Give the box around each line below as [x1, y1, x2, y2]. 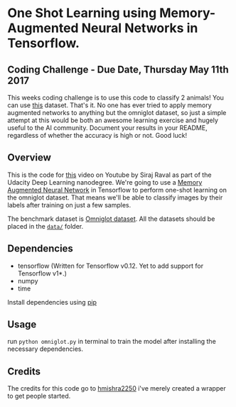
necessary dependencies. [7, 344, 84, 353]
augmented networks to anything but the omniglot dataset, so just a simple [7, 109, 227, 116]
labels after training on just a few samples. [7, 200, 132, 209]
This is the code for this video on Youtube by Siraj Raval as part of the [7, 170, 212, 179]
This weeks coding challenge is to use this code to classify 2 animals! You [7, 94, 224, 102]
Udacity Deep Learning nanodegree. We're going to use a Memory [7, 178, 203, 186]
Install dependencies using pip [7, 298, 97, 306]
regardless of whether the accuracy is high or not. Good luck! [7, 131, 188, 139]
